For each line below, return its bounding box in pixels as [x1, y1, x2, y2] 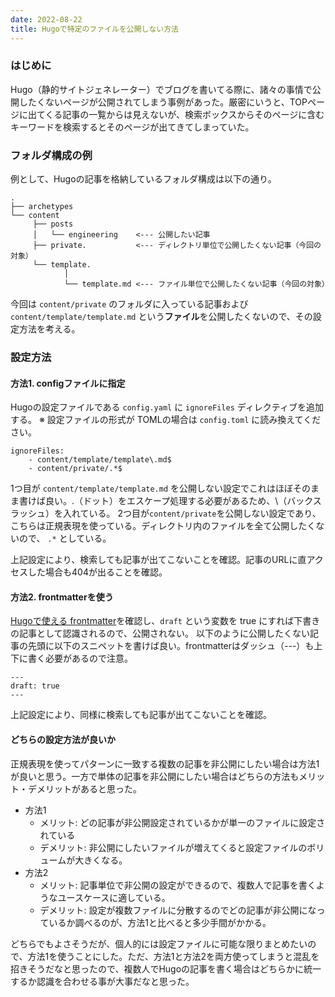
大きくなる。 [74, 854, 128, 866]
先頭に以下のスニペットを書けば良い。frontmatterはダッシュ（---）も [27, 640, 315, 652]
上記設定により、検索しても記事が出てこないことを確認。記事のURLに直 [10, 554, 307, 566]
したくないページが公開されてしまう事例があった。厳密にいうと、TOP [18, 96, 308, 108]
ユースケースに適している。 [57, 891, 171, 903]
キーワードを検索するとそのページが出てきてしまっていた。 [10, 121, 255, 133]
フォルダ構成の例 [10, 148, 93, 162]
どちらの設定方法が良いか [10, 734, 116, 746]
